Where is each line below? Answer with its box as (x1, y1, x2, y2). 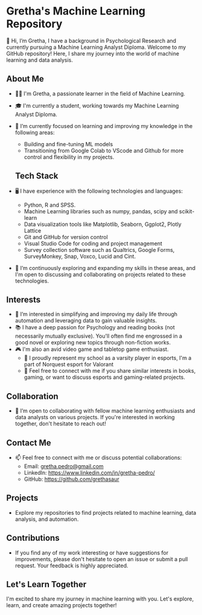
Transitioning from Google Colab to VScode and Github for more (24, 147, 184, 154)
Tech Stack (14, 171, 58, 181)
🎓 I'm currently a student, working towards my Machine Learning (14, 101, 179, 109)
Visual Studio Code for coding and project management (24, 240, 163, 247)
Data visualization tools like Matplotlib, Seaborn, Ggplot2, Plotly (24, 221, 182, 228)
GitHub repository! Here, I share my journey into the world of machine (6, 50, 180, 57)
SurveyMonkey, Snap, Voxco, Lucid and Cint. (24, 253, 136, 260)
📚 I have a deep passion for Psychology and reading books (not (14, 324, 175, 331)
